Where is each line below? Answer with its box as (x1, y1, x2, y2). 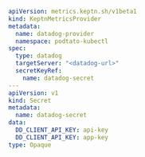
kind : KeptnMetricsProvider (8, 14, 102, 23)
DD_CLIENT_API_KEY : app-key (15, 133, 109, 141)
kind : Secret (8, 96, 52, 104)
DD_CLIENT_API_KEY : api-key (15, 126, 109, 134)
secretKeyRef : (15, 67, 62, 75)
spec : (8, 45, 26, 53)
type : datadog (15, 52, 62, 60)
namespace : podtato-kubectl (15, 37, 109, 45)
